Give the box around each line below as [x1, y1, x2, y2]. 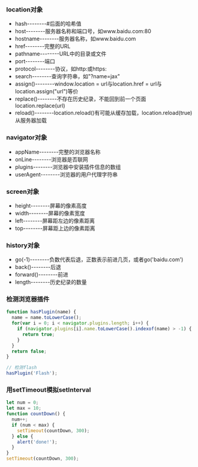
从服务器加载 [14, 117, 47, 124]
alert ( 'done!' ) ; [17, 439, 58, 445]
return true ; [22, 331, 55, 338]
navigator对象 [6, 134, 47, 142]
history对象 [6, 241, 40, 249]
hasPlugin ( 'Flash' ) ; [6, 370, 58, 377]
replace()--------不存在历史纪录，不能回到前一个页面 [14, 95, 146, 103]
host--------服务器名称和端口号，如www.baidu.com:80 [14, 28, 152, 35]
